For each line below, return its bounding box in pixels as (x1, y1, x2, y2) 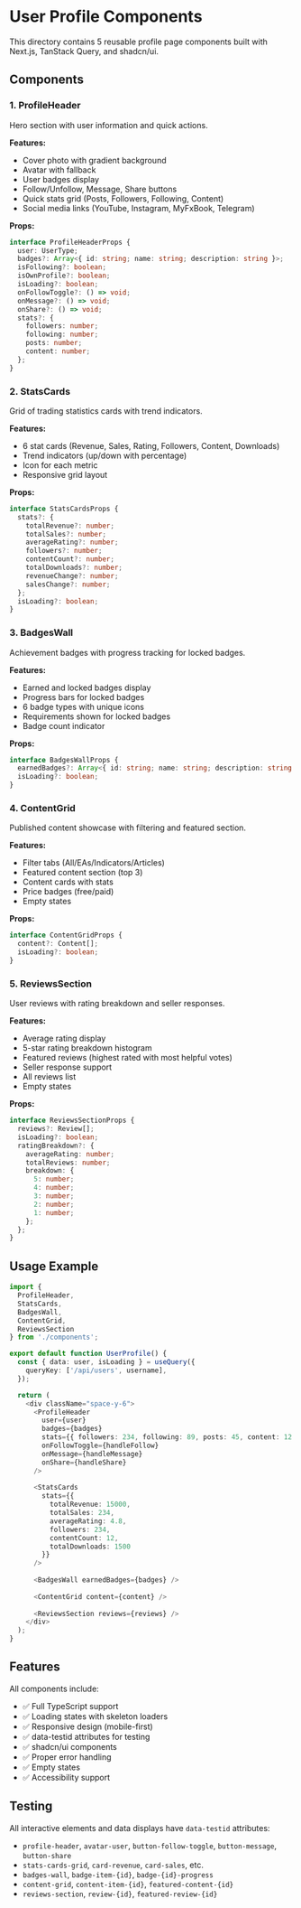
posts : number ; (25, 339, 83, 348)
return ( (17, 1390, 50, 1399)
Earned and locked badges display (22, 682, 151, 693)
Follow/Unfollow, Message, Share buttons (22, 183, 178, 194)
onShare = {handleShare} (41, 1457, 127, 1467)
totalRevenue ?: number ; (25, 521, 115, 530)
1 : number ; (32, 1208, 75, 1217)
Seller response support (22, 1062, 113, 1072)
